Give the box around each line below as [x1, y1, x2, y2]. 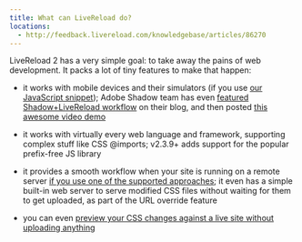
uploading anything [22, 222, 96, 233]
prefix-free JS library [22, 148, 102, 159]
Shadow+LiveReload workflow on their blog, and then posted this [22, 102, 268, 113]
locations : [9, 22, 51, 31]
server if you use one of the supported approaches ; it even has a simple [22, 176, 293, 187]
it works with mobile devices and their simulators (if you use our [22, 83, 263, 94]
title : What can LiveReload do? [9, 13, 132, 23]
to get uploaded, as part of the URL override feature [22, 195, 218, 206]
